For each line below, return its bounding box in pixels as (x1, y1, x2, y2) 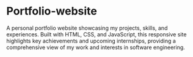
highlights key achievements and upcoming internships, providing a (6, 37, 176, 44)
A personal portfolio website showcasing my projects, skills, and (6, 24, 168, 32)
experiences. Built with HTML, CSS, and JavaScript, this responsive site (6, 30, 187, 38)
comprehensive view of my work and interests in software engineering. (6, 44, 185, 51)
